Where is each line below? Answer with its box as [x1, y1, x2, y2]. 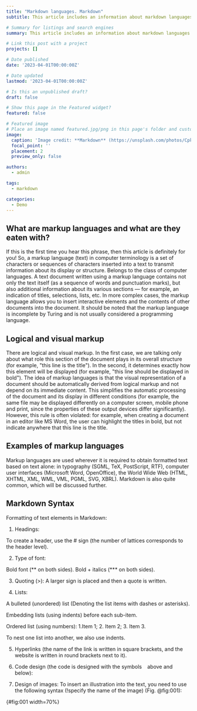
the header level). [6, 543, 49, 550]
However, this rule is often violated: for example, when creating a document [6, 412, 189, 418]
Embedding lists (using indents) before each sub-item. [6, 611, 138, 618]
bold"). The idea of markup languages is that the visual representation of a [6, 374, 186, 381]
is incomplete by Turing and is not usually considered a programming [6, 310, 173, 317]
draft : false [6, 94, 38, 100]
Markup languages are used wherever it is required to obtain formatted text [6, 456, 188, 463]
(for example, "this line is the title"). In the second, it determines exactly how [6, 362, 191, 368]
